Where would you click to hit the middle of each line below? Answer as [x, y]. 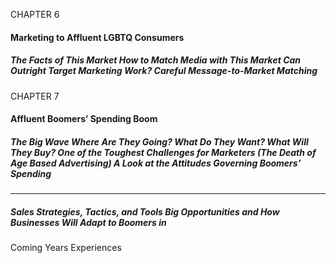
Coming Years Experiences [66, 248]
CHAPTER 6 [35, 14]
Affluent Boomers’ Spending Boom [84, 119]
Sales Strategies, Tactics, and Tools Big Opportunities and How [145, 211]
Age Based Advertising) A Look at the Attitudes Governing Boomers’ [156, 163]
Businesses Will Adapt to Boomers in [88, 222]
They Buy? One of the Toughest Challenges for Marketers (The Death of [163, 152]
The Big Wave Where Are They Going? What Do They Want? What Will [159, 141]
